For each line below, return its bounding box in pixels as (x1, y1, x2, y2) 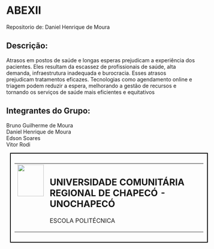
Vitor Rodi (6, 141, 31, 148)
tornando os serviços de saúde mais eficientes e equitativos (6, 88, 155, 96)
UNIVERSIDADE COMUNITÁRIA (50, 177, 185, 189)
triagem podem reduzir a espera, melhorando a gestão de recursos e (6, 82, 177, 89)
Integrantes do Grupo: (6, 106, 91, 116)
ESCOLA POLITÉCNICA (50, 217, 116, 225)
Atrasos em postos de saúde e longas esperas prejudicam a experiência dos (6, 56, 195, 63)
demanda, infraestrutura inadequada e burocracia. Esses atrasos (6, 69, 167, 77)
